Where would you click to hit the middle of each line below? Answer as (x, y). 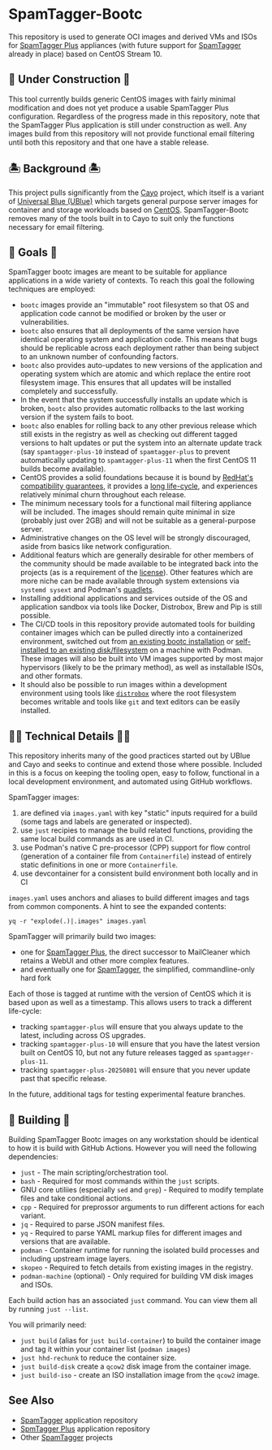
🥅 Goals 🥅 (33, 252)
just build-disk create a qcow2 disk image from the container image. (136, 1366)
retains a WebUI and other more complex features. (104, 961)
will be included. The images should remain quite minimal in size (127, 512)
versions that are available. (65, 1241)
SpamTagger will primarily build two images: (82, 937)
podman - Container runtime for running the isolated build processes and (140, 1250)
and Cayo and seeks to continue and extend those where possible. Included (135, 764)
